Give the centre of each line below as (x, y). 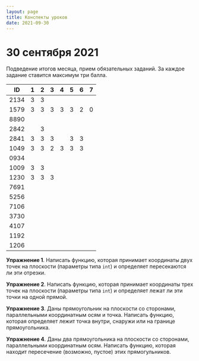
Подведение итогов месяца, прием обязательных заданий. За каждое (96, 69)
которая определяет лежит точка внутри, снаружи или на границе (91, 321)
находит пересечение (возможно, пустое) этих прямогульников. (89, 352)
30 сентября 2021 (53, 52)
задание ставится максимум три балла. (57, 75)
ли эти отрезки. (26, 273)
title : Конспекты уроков (37, 17)
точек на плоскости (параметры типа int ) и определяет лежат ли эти (94, 291)
